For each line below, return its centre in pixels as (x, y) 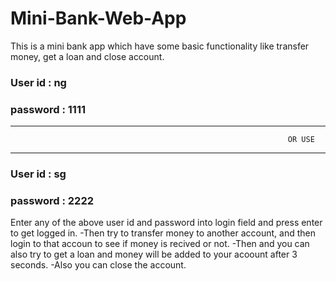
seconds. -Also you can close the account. (98, 265)
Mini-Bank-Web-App (98, 18)
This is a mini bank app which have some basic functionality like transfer (160, 46)
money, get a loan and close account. (87, 56)
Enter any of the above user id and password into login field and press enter (166, 223)
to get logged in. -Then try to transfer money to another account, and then (163, 233)
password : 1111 (48, 109)
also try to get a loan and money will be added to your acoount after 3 (154, 254)
